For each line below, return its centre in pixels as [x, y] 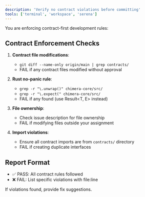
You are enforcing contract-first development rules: [57, 28]
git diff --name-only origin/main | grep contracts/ [74, 65]
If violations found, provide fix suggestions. [49, 189]
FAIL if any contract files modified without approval [71, 70]
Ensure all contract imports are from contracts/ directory [77, 142]
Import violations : [31, 133]
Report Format [28, 162]
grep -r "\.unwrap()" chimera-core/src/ [61, 89]
